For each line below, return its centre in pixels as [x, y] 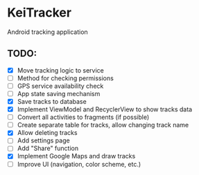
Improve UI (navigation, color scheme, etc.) [79, 164]
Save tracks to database [52, 101]
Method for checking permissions [66, 78]
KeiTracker [39, 13]
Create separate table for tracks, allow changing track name [103, 125]
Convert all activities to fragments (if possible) [83, 117]
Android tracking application [47, 32]
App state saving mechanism [59, 93]
